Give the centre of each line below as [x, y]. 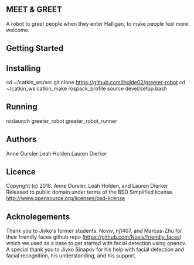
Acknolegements [38, 217]
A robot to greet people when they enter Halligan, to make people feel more [97, 23]
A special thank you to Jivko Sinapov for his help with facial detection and [95, 249]
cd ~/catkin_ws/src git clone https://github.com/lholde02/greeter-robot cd [96, 82]
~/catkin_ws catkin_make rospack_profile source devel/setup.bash [86, 89]
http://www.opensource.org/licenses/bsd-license [66, 198]
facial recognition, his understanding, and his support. [71, 256]
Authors [21, 140]
